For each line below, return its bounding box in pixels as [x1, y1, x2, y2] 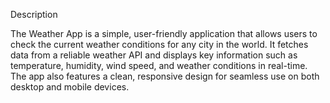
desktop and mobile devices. [10, 81, 130, 93]
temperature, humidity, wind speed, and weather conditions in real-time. [10, 60, 308, 71]
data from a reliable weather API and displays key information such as [10, 49, 298, 61]
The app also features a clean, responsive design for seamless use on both [10, 70, 320, 82]
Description [10, 9, 58, 20]
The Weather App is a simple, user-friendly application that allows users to [10, 28, 318, 39]
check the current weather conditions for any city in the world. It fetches [10, 39, 309, 50]
